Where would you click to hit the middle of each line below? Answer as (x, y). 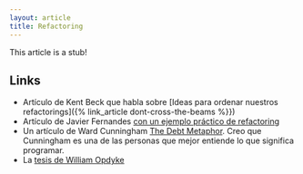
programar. (44, 150)
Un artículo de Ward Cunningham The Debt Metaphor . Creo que (142, 131)
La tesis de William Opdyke (73, 160)
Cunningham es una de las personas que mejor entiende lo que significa (158, 140)
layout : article (40, 18)
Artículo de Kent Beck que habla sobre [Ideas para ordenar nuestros (151, 102)
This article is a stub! (49, 52)
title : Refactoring (46, 26)
